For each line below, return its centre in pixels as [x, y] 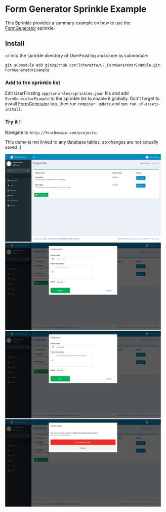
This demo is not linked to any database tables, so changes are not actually [82, 142]
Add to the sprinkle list [33, 83]
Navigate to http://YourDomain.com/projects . [51, 132]
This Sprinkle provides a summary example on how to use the [68, 23]
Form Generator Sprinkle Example [76, 9]
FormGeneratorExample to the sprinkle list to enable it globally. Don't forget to [82, 99]
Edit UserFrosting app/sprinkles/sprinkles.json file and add [67, 93]
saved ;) [13, 147]
